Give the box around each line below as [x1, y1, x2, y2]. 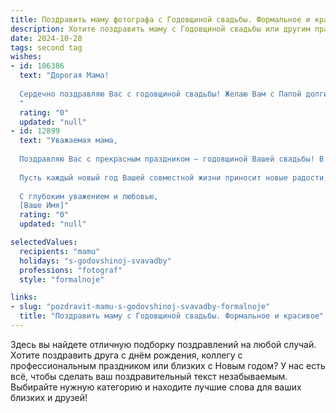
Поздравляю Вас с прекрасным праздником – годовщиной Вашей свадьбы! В [19, 154, 325, 164]
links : [10, 292, 38, 303]
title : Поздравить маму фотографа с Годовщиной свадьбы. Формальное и [10, 14, 311, 25]
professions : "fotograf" [19, 265, 123, 275]
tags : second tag [10, 42, 83, 53]
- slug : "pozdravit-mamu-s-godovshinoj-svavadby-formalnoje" [10, 302, 271, 312]
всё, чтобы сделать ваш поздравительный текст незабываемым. [10, 370, 288, 382]
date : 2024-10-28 [10, 33, 83, 43]
